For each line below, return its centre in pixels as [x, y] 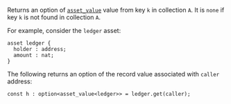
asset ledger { [29, 43]
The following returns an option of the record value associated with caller [113, 74]
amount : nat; [34, 55]
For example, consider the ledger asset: [64, 31]
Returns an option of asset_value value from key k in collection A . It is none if [116, 10]
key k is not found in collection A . [54, 17]
